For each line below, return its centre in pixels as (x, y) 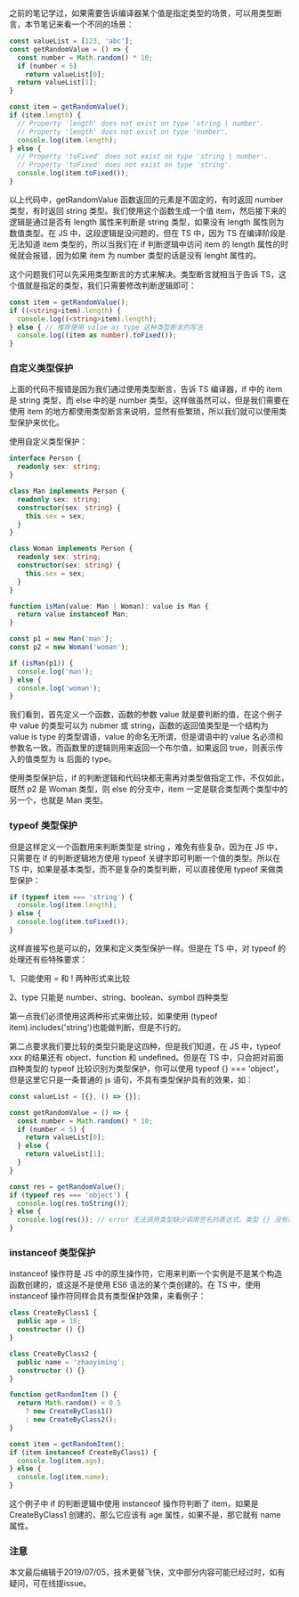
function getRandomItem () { (63, 1395)
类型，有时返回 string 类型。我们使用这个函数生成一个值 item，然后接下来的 (148, 210)
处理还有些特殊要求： (48, 959)
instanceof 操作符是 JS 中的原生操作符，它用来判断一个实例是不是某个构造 (146, 1274)
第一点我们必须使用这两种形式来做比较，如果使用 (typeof (113, 1016)
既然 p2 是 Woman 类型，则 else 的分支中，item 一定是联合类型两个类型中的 (148, 789)
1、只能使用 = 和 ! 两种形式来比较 (70, 978)
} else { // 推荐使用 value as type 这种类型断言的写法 (106, 327)
